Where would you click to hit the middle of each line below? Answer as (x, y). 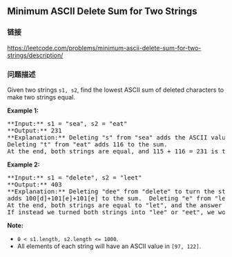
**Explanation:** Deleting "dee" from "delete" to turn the (111, 191)
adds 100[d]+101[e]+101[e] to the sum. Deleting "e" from (109, 198)
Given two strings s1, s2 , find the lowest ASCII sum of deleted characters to (116, 90)
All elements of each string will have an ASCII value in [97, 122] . (109, 246)
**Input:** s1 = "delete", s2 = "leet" (75, 178)
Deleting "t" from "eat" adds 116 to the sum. (87, 144)
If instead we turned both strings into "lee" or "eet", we (111, 212)
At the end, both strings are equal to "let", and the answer (115, 205)
